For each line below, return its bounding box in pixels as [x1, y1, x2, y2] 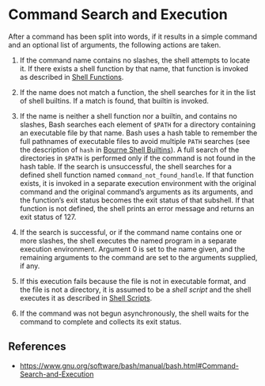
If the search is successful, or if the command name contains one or [19, 227, 243, 237]
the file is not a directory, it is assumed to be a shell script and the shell [19, 285, 252, 294]
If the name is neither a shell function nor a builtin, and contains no [19, 111, 237, 120]
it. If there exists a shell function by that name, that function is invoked [19, 63, 249, 73]
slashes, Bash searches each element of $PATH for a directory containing [19, 119, 256, 129]
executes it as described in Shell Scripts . [19, 293, 153, 302]
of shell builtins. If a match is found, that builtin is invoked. [19, 96, 210, 105]
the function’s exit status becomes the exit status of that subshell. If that [19, 195, 255, 205]
